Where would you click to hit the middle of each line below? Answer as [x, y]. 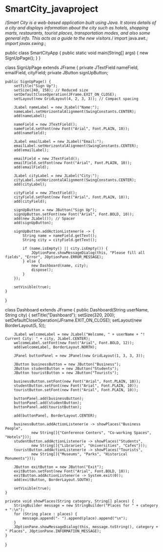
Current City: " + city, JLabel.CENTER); [48, 338]
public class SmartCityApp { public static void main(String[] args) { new [77, 53]
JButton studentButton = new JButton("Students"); [66, 368]
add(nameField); [31, 133]
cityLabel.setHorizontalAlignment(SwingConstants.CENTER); [75, 180]
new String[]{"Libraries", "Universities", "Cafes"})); [89, 445]
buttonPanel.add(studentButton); [48, 403]
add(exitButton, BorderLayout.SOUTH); [53, 480]
